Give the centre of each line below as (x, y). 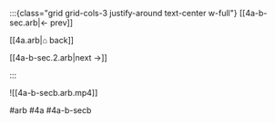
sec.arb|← (29, 23)
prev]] (61, 23)
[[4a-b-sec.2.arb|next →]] (58, 57)
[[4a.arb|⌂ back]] (42, 40)
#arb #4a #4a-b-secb (51, 110)
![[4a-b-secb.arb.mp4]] (54, 93)
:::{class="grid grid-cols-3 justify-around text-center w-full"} (123, 13)
